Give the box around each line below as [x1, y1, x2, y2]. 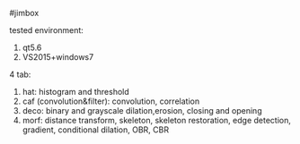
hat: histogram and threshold [22, 87, 130, 97]
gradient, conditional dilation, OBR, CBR [22, 124, 169, 135]
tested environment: [9, 25, 84, 35]
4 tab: [9, 69, 31, 80]
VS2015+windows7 [22, 52, 94, 62]
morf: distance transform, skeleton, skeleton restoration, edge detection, [22, 115, 292, 125]
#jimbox [9, 8, 40, 18]
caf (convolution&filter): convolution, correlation [22, 96, 200, 106]
